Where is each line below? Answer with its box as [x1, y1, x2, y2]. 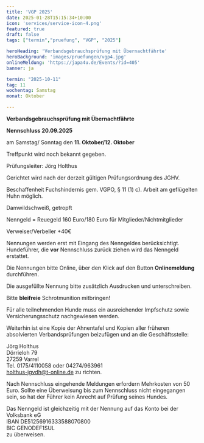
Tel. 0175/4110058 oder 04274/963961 [6, 362, 103, 369]
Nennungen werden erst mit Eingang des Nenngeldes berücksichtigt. [6, 240, 180, 246]
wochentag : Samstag [6, 88, 56, 94]
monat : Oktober [6, 93, 45, 99]
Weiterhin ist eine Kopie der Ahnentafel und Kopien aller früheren [6, 324, 169, 332]
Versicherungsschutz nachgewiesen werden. [6, 313, 120, 319]
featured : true [6, 26, 45, 32]
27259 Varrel [6, 355, 39, 363]
